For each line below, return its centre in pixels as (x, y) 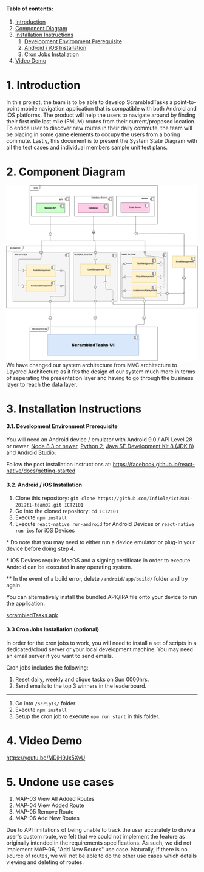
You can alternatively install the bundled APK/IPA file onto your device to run (102, 597)
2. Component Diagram (66, 172)
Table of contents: (30, 9)
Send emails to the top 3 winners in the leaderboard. (81, 686)
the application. (26, 604)
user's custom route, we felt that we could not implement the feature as (96, 837)
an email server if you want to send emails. (60, 656)
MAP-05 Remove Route (44, 812)
